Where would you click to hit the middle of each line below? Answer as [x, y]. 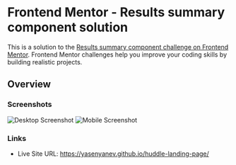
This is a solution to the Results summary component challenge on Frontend [118, 47]
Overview [29, 85]
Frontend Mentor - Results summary [116, 12]
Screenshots [30, 105]
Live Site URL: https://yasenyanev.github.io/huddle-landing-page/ [113, 154]
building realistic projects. [45, 62]
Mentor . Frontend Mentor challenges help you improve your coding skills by [117, 55]
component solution [68, 27]
